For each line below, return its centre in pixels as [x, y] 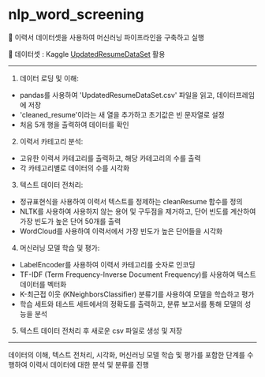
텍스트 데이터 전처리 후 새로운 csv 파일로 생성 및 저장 [101, 330]
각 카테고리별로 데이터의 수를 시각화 [75, 168]
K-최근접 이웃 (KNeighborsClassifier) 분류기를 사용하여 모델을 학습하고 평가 [137, 294]
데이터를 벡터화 [43, 284]
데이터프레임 [235, 95]
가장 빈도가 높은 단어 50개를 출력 [70, 221]
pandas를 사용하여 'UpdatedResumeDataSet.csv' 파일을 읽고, [117, 95]
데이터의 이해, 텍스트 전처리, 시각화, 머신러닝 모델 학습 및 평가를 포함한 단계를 [127, 355]
